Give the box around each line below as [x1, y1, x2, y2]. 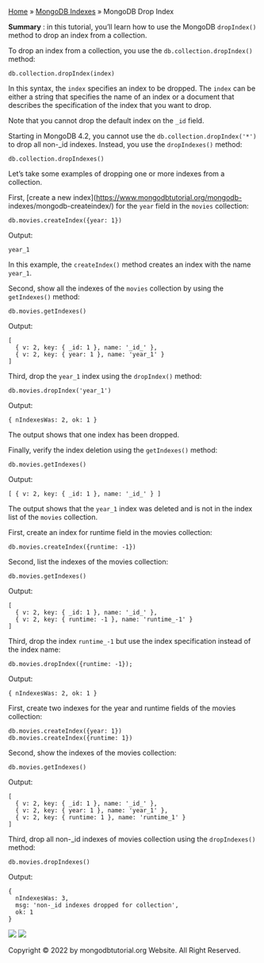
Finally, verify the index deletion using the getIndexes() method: [8, 445, 218, 455]
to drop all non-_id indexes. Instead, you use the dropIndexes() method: [8, 140, 243, 149]
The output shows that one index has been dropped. [8, 430, 180, 439]
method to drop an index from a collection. [8, 31, 147, 40]
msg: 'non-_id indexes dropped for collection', [15, 901, 179, 909]
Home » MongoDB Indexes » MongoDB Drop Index [8, 7, 174, 16]
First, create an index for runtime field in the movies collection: [8, 528, 212, 537]
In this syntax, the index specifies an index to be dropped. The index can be [8, 83, 256, 93]
